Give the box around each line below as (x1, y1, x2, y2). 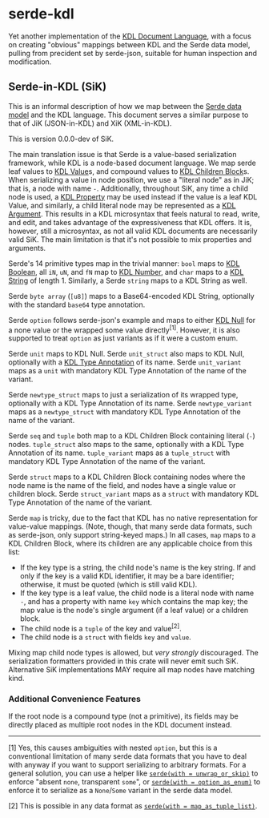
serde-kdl (8, 5, 74, 23)
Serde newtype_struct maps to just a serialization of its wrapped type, (8, 390, 239, 400)
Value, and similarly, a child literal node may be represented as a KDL (8, 200, 236, 210)
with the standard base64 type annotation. (8, 300, 146, 309)
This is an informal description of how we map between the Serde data (8, 101, 242, 111)
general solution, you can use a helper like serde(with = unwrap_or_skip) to (8, 768, 259, 778)
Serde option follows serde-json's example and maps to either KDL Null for (8, 315, 256, 324)
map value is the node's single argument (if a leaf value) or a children (19, 606, 249, 615)
